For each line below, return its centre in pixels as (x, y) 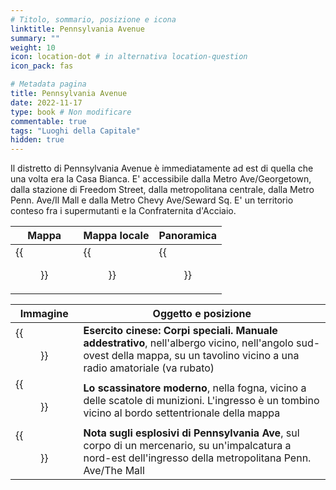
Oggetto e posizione (202, 314)
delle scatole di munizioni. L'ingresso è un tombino (201, 401)
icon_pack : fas (42, 66)
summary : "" (35, 38)
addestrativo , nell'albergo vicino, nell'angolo (188, 343)
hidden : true (37, 140)
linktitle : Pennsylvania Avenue (77, 29)
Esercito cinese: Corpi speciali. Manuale (180, 331)
